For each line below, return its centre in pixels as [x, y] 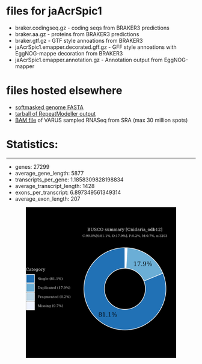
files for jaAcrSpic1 [54, 11]
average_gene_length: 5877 [49, 173]
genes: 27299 [32, 166]
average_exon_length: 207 [47, 199]
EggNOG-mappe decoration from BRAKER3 [69, 53]
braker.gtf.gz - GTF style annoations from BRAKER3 [79, 40]
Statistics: [32, 144]
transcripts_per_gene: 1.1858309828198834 [69, 180]
